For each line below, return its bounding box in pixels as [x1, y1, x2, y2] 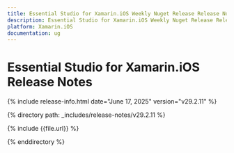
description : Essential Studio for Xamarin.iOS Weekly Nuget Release [7, 17, 214, 24]
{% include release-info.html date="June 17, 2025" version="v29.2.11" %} [7, 97, 217, 106]
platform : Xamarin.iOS [7, 23, 73, 30]
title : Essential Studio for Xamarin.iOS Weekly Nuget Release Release [7, 10, 219, 17]
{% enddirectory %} [7, 138, 65, 146]
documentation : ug [7, 29, 61, 37]
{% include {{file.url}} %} [7, 124, 79, 133]
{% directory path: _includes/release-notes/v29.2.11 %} [7, 111, 166, 119]
